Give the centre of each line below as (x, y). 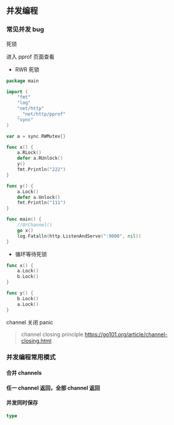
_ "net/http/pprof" (42, 114)
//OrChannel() (35, 225)
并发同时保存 (22, 403)
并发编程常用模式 (31, 357)
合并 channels (24, 373)
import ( (17, 92)
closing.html (36, 341)
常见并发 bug (25, 30)
